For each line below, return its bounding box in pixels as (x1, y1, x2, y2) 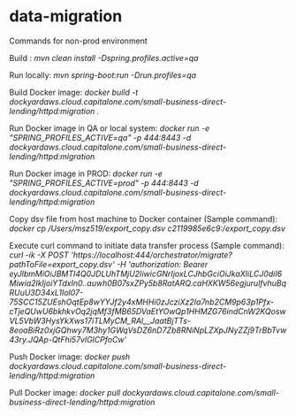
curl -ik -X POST (9, 250, 69, 260)
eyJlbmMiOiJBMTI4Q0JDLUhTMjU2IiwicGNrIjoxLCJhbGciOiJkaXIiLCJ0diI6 (9, 268, 283, 279)
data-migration (9, 6, 123, 27)
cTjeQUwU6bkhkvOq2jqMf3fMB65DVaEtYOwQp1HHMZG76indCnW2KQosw (9, 305, 286, 316)
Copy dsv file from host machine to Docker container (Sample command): (9, 213, 278, 224)
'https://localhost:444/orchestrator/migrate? (70, 250, 232, 260)
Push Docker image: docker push (9, 351, 131, 362)
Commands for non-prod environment (9, 35, 148, 46)
